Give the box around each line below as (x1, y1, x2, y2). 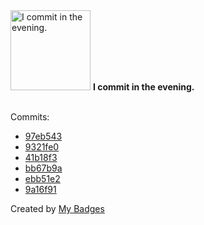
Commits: (10, 111, 50, 123)
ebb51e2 (24, 173, 61, 184)
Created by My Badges (10, 203, 105, 214)
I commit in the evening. (92, 81, 195, 93)
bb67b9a (24, 162, 63, 174)
